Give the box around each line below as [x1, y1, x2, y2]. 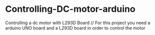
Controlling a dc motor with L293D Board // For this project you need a [5, 20, 150, 26]
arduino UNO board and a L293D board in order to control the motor [5, 25, 146, 31]
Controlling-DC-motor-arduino [5, 3, 136, 15]
